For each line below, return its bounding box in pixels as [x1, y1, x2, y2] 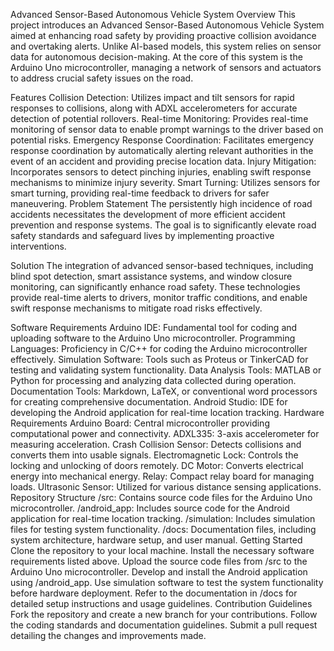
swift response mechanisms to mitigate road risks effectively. [10, 302, 263, 314]
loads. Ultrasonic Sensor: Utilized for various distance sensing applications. [10, 481, 322, 493]
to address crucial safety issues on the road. [10, 72, 194, 84]
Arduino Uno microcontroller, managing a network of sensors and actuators [10, 62, 322, 73]
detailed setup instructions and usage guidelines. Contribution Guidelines [10, 598, 313, 609]
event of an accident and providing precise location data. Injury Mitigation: [10, 155, 317, 167]
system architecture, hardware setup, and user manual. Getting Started [10, 534, 303, 546]
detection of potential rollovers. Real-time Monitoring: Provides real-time [10, 113, 309, 124]
